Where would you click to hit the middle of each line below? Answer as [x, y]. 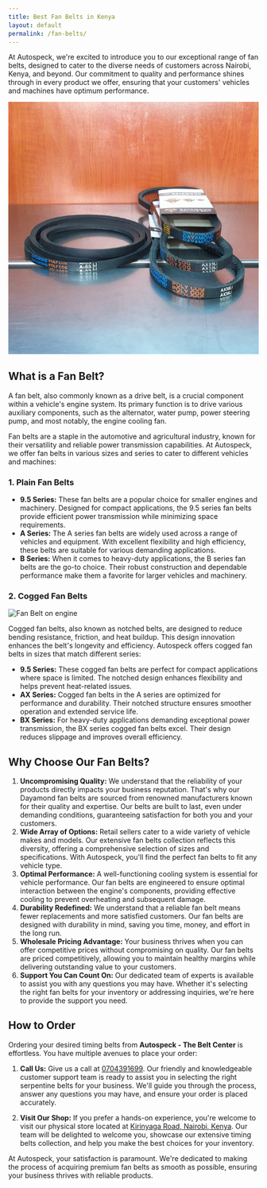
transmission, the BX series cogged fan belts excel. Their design [125, 729]
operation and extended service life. [79, 712]
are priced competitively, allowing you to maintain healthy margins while [137, 958]
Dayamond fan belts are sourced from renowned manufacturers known [136, 798]
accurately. [38, 1102]
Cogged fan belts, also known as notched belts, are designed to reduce [125, 629]
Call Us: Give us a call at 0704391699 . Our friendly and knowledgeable [136, 1068]
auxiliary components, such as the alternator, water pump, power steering [129, 412]
